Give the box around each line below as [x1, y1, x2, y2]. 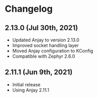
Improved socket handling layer [12, 42, 79, 48]
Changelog [5, 3, 53, 15]
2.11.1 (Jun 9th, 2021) [5, 68, 73, 77]
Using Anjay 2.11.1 [12, 87, 49, 93]
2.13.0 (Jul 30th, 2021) [5, 23, 78, 32]
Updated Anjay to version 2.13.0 [12, 37, 80, 43]
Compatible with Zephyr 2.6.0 [12, 53, 75, 59]
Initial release [12, 81, 41, 87]
